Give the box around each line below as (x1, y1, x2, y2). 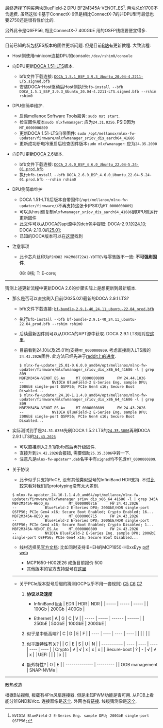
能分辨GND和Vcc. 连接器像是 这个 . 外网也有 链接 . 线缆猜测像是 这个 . (5, 698, 137, 704)
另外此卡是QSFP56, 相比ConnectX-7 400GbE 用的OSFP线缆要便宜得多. (5, 27, 147, 33)
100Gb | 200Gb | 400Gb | (33, 606, 85, 612)
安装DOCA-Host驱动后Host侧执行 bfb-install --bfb (19, 84, 124, 90)
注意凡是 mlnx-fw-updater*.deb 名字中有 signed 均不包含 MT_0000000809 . (19, 456, 157, 462)
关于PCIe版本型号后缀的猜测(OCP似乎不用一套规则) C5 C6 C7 (19, 581, 143, 586)
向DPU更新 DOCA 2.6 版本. (12, 151, 64, 157)
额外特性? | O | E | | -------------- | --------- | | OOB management (26, 661, 158, 667)
